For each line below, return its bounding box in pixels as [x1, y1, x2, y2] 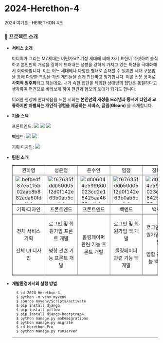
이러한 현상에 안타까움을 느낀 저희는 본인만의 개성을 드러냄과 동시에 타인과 [11, 96, 151, 103]
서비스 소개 [11, 45, 33, 51]
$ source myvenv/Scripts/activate [16, 299, 86, 304]
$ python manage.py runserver [16, 329, 77, 334]
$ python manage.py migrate [16, 321, 73, 325]
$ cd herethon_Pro [16, 324, 54, 330]
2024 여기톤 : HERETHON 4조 [4, 20, 64, 25]
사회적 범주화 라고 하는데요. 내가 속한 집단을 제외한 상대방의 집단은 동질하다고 [11, 80, 157, 86]
